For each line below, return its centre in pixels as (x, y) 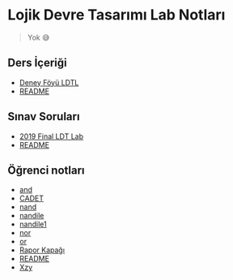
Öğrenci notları (47, 170)
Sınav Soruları (44, 116)
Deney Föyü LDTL (49, 82)
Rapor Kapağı (42, 250)
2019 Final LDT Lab (51, 136)
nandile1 (33, 224)
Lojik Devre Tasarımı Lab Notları (116, 15)
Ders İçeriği (38, 63)
